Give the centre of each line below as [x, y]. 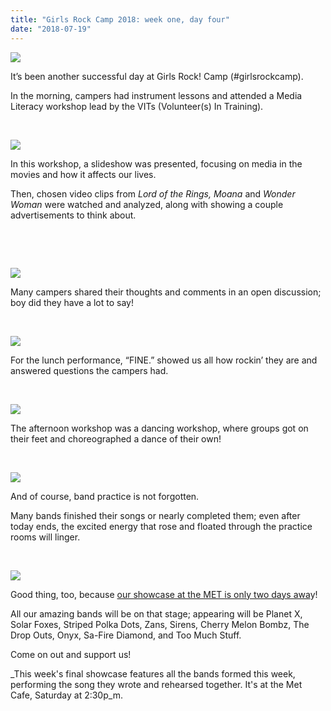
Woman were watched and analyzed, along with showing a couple [147, 204]
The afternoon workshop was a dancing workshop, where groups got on [159, 428]
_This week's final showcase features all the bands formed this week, [153, 673]
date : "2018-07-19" [51, 29]
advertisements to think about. [73, 215]
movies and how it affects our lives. [83, 174]
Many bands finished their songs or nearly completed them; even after [155, 515]
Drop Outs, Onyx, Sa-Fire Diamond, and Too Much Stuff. [126, 635]
